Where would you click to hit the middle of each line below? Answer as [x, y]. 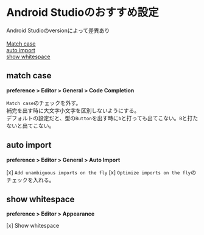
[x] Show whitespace [33, 226]
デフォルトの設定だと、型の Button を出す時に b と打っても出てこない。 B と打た [102, 118]
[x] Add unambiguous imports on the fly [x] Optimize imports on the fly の [101, 172]
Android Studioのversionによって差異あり [58, 30]
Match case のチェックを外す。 [44, 103]
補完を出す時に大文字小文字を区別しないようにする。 [73, 111]
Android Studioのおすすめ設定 [83, 12]
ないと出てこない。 [30, 126]
